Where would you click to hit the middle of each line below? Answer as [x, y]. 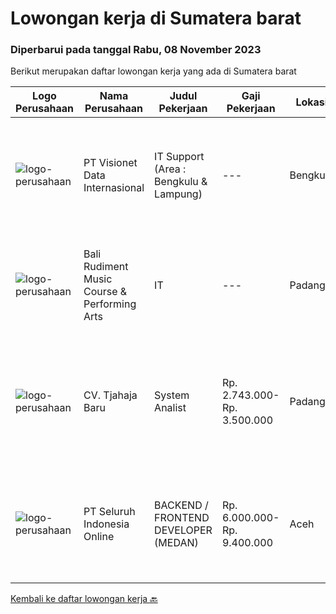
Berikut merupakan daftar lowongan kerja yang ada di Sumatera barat [153, 71]
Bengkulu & [181, 182]
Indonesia [106, 524]
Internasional [114, 188]
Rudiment [106, 267]
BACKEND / [181, 505]
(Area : [170, 169]
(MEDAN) [176, 543]
